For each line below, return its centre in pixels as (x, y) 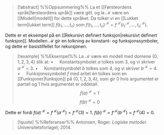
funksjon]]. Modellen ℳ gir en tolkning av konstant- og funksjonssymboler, (82, 41)
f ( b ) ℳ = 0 (90, 101)
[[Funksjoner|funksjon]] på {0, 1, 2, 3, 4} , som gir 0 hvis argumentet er (88, 79)
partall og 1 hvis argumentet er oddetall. (58, 84)
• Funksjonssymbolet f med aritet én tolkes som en (72, 74)
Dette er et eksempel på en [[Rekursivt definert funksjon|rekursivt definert (81, 35)
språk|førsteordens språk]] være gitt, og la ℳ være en (73, 13)
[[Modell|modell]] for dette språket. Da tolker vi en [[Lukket (78, 18)
